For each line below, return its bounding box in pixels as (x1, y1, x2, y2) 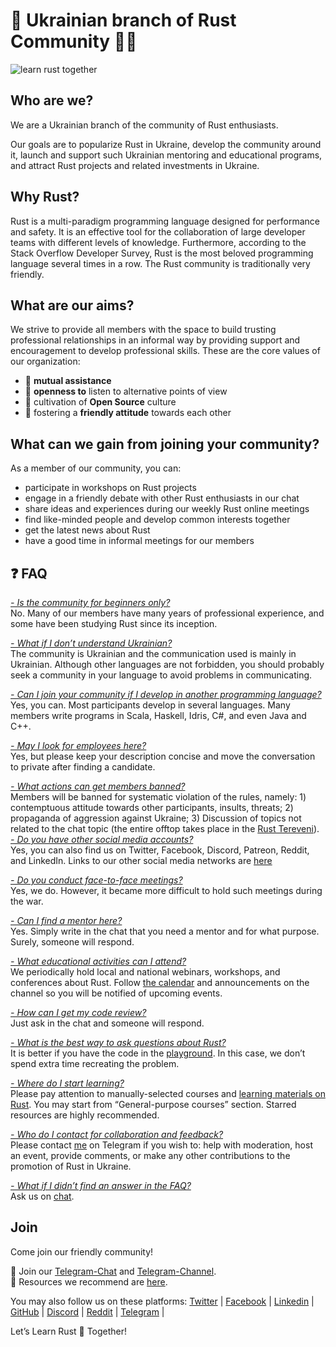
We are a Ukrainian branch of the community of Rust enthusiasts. (10, 119, 279, 131)
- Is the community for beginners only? (10, 597, 171, 608)
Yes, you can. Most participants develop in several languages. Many (10, 699, 291, 711)
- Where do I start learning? (10, 1077, 125, 1089)
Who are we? (10, 92, 94, 109)
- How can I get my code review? (10, 1007, 147, 1018)
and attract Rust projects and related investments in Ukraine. (10, 159, 260, 171)
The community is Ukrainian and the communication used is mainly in (10, 648, 297, 659)
